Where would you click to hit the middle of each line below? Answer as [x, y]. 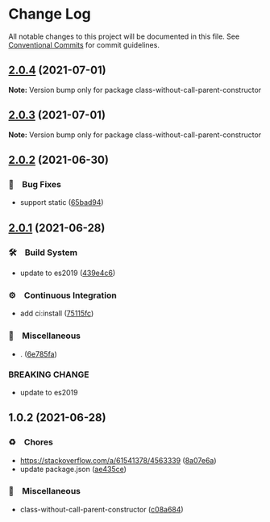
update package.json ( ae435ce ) [73, 469]
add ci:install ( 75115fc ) [57, 313]
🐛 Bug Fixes [35, 184]
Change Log [50, 14]
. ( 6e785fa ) [39, 354]
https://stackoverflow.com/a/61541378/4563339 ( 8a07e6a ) [118, 460]
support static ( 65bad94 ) [62, 203]
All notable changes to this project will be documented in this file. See [124, 36]
